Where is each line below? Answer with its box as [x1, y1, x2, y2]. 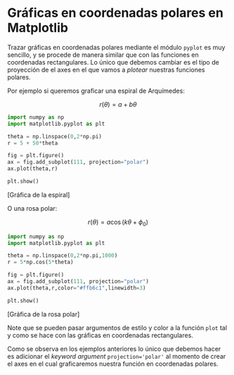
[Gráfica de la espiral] [7, 190, 70, 199]
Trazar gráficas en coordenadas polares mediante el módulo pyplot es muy [7, 43, 226, 51]
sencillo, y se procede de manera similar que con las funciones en [7, 51, 199, 59]
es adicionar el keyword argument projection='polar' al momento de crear [7, 352, 226, 360]
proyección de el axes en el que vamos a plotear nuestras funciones [7, 65, 205, 74]
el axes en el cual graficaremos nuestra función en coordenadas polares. [7, 360, 219, 368]
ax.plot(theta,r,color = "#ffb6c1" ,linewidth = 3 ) [7, 284, 146, 291]
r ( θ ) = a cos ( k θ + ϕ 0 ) [87, 218, 149, 228]
